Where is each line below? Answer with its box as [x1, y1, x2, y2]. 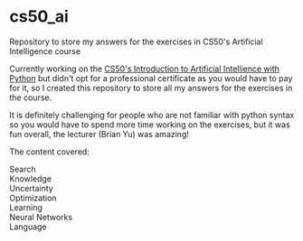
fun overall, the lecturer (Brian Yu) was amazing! [9, 128, 190, 139]
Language [9, 221, 47, 232]
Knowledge [9, 173, 52, 184]
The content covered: [9, 146, 90, 157]
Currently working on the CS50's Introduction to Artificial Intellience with [9, 63, 280, 74]
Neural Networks [9, 211, 73, 222]
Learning [9, 201, 43, 213]
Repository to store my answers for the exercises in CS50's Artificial [9, 36, 264, 47]
